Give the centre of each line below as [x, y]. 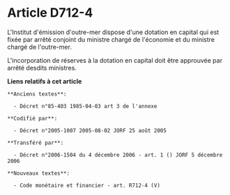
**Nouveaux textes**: [39, 173]
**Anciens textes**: [37, 94]
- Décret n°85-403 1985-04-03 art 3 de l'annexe [85, 106]
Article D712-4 [50, 13]
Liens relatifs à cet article [45, 81]
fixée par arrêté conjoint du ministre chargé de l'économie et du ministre [111, 39]
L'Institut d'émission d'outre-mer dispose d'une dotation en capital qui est [113, 32]
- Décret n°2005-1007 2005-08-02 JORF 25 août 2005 [90, 130]
